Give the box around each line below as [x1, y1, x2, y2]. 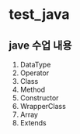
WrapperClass [19, 102, 67, 110]
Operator [19, 68, 50, 78]
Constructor [19, 93, 59, 103]
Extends [19, 118, 47, 127]
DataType [19, 60, 51, 69]
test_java [9, 5, 70, 24]
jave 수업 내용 [9, 38, 72, 52]
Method [19, 85, 46, 94]
